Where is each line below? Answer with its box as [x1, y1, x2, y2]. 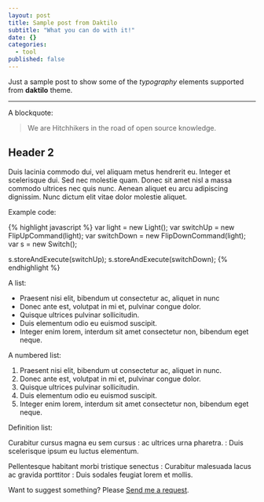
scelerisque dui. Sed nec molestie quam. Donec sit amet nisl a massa [8, 175, 233, 185]
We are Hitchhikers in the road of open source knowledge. [27, 123, 217, 132]
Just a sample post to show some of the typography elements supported [8, 76, 244, 87]
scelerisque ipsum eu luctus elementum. [8, 446, 139, 456]
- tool [15, 48, 37, 56]
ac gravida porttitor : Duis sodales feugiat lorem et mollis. [8, 470, 193, 479]
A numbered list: [8, 350, 61, 360]
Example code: [8, 207, 57, 216]
